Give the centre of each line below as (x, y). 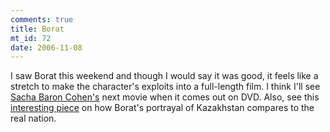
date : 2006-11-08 (46, 47)
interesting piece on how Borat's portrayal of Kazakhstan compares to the (162, 108)
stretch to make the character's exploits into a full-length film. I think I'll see (165, 87)
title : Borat (37, 29)
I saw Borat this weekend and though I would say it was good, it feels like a (164, 76)
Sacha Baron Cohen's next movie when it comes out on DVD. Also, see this (165, 97)
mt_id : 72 (31, 38)
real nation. (33, 118)
